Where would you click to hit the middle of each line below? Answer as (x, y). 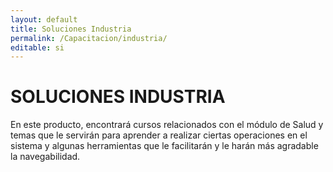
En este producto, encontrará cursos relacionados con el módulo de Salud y (167, 125)
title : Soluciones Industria (71, 29)
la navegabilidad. (45, 157)
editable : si (37, 47)
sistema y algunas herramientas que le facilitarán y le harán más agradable (164, 146)
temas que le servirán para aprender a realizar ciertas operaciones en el (159, 135)
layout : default (44, 19)
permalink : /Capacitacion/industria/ (89, 38)
